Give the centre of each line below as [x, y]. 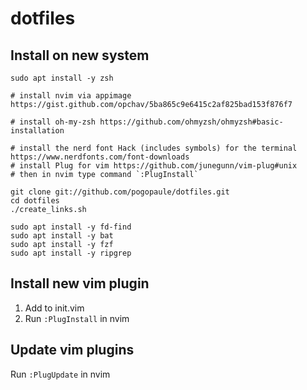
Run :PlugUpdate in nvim [60, 374]
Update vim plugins [72, 350]
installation [37, 131]
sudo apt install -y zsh [62, 78]
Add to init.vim [54, 308]
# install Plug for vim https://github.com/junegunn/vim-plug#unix [154, 166]
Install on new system [80, 55]
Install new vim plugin [80, 283]
